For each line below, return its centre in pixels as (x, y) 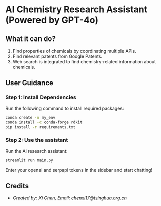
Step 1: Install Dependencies (41, 97)
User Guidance (29, 83)
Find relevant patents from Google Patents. (57, 56)
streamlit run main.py (29, 160)
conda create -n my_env (30, 117)
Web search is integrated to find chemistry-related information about (84, 61)
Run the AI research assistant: (36, 151)
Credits (17, 186)
